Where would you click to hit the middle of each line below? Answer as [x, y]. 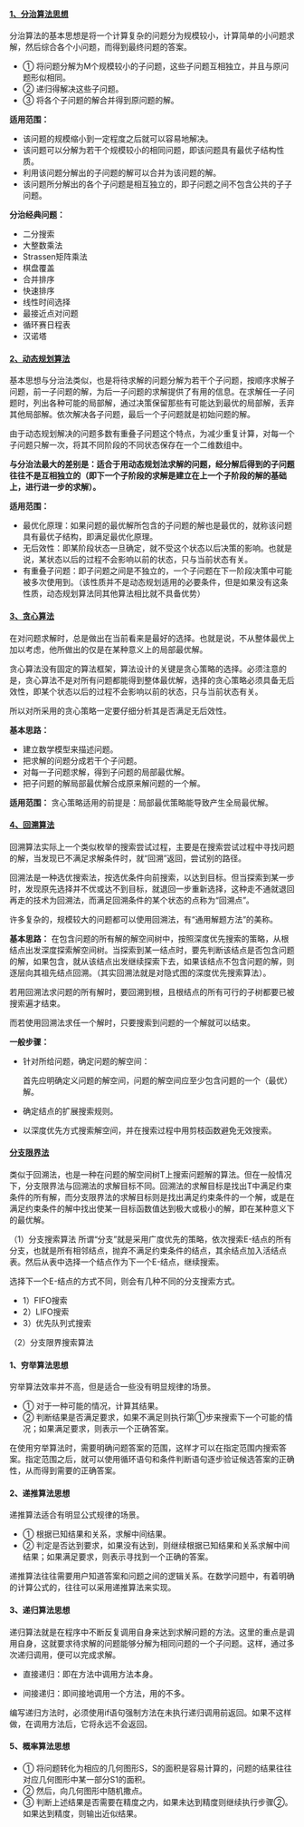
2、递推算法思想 [40, 1493]
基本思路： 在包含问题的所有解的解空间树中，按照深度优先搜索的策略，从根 [149, 938]
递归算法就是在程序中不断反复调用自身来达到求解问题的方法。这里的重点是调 [152, 1632]
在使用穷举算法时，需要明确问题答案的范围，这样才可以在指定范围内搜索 [144, 1448]
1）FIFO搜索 [45, 1301]
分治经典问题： [37, 215]
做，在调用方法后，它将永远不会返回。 [81, 1724]
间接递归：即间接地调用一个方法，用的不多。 [106, 1693]
